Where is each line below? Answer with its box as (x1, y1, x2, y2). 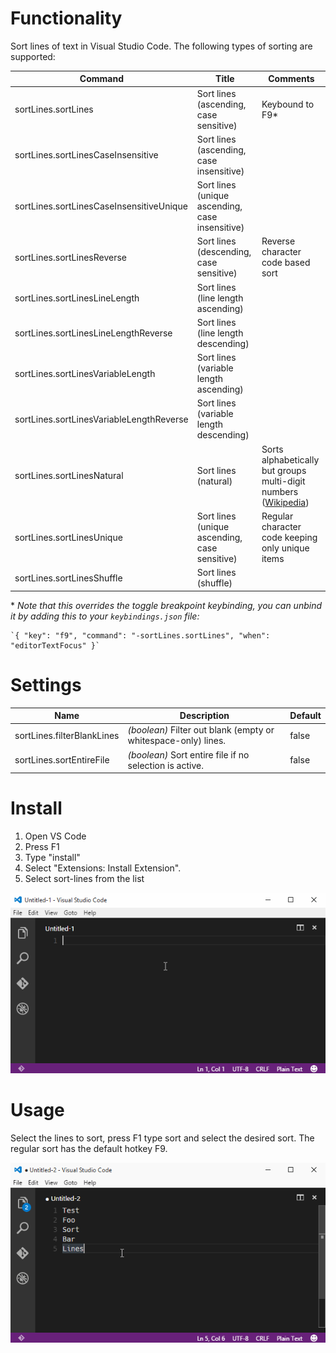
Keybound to (261, 98, 315, 110)
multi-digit (261, 475, 306, 487)
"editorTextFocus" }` (10, 640, 101, 651)
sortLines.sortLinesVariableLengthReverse (14, 413, 189, 425)
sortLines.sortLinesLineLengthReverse (14, 327, 173, 339)
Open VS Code (24, 830, 87, 842)
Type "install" (24, 852, 81, 864)
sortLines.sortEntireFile (14, 754, 110, 766)
